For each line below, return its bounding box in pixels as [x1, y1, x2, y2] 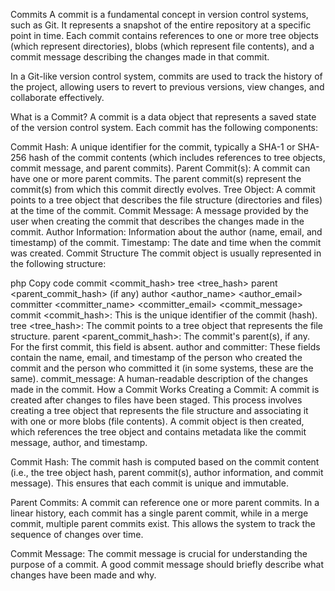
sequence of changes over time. [10, 529, 144, 540]
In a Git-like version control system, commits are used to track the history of [10, 70, 323, 82]
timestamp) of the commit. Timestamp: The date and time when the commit [10, 237, 322, 248]
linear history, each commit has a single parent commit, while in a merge [10, 507, 309, 519]
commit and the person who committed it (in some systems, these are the [10, 362, 314, 374]
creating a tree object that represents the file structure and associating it [10, 405, 309, 416]
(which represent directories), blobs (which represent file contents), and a [10, 40, 315, 52]
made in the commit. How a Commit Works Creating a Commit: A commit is [10, 384, 320, 395]
